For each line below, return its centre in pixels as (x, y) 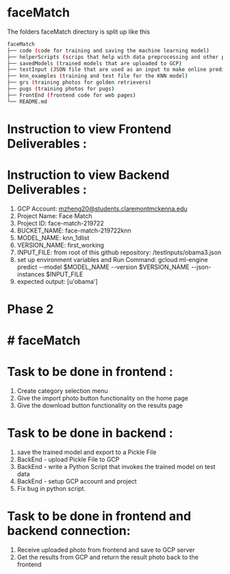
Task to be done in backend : (90, 433)
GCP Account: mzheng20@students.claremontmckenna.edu (102, 208)
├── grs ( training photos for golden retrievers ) (79, 83)
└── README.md (27, 101)
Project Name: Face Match (54, 216)
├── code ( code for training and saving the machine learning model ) (108, 50)
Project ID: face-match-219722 (60, 223)
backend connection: (69, 531)
